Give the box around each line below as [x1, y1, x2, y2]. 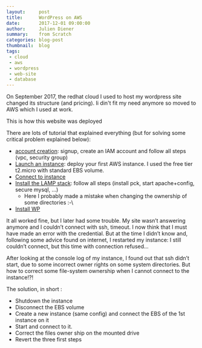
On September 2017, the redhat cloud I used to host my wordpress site [6, 93, 181, 100]
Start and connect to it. [15, 323, 73, 330]
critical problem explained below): [6, 136, 91, 143]
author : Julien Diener [6, 25, 74, 32]
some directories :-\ [24, 199, 74, 206]
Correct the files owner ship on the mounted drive [15, 329, 140, 337]
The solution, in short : [6, 286, 62, 293]
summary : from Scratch [6, 31, 71, 38]
